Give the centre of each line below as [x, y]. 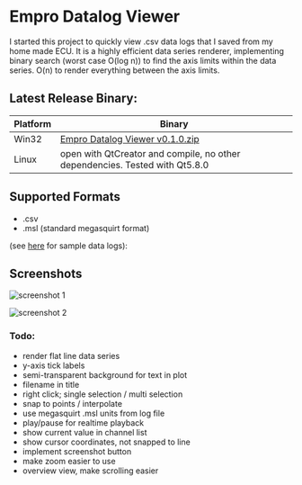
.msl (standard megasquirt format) [86, 228]
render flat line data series [71, 355]
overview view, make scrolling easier [90, 471]
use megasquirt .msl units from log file [93, 413]
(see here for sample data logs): [69, 246]
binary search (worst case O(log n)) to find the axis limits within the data [143, 60]
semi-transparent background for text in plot [105, 374]
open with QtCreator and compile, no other [150, 153]
